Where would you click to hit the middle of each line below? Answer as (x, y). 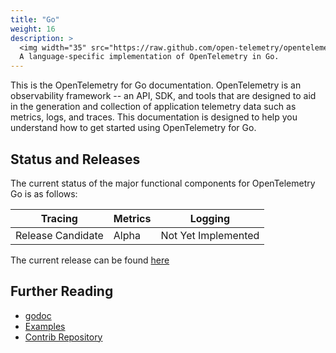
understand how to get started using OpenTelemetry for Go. (133, 128)
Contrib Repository (63, 337)
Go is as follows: (44, 193)
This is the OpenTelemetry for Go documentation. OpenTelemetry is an (156, 85)
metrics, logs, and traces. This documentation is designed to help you (154, 117)
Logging (210, 218)
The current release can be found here (90, 260)
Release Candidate (59, 235)
